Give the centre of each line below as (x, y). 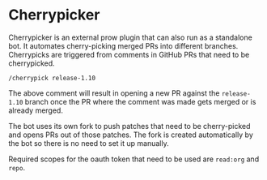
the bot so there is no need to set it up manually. (89, 143)
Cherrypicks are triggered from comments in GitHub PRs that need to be (129, 54)
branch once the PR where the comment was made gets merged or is (140, 101)
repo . (17, 167)
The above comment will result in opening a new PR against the (114, 93)
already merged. (36, 110)
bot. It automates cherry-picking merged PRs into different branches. (123, 45)
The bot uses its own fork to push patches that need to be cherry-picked (129, 126)
